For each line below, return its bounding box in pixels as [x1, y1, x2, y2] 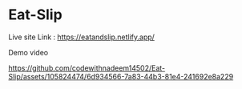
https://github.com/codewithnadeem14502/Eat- [8, 63, 166, 73]
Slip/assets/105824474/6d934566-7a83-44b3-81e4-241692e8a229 [8, 71, 234, 81]
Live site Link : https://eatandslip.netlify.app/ [8, 32, 155, 42]
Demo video [8, 47, 49, 57]
